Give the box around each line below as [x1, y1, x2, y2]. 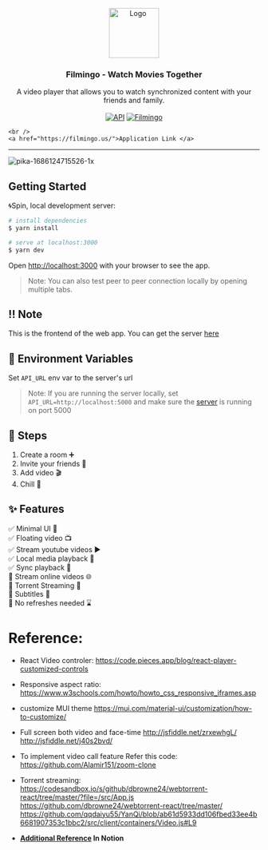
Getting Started [8, 180, 87, 193]
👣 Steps [8, 428, 48, 443]
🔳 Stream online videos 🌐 [8, 571, 92, 581]
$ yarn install [8, 224, 59, 232]
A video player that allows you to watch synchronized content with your [16, 87, 252, 97]
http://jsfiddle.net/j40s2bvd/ [19, 736, 113, 745]
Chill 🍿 [19, 479, 41, 489]
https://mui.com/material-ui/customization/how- [93, 703, 253, 713]
